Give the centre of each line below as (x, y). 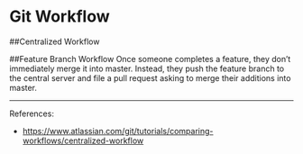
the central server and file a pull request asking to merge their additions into (150, 77)
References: (32, 113)
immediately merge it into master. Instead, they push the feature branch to (147, 68)
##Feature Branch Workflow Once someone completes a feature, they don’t (150, 59)
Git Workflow (60, 17)
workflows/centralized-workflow (83, 140)
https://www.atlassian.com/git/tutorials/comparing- (118, 131)
